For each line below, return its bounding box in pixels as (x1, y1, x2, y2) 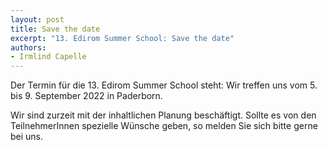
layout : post (10, 14, 65, 25)
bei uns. (10, 131, 44, 143)
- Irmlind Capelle (10, 52, 87, 62)
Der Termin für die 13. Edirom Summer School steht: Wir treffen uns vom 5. (10, 79, 318, 91)
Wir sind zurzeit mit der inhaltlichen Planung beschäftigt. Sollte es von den (10, 109, 317, 121)
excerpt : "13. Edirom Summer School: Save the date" (10, 33, 235, 43)
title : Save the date (10, 24, 101, 34)
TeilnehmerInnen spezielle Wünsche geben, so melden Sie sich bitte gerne (10, 120, 318, 132)
